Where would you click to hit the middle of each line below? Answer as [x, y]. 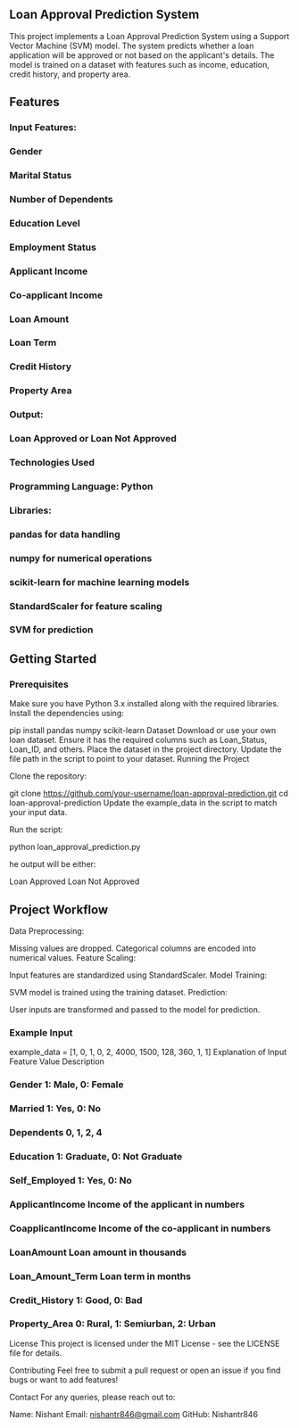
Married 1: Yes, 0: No [55, 1109]
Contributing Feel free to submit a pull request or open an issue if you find [145, 1370]
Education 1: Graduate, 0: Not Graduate [96, 1156]
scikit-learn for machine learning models [100, 582]
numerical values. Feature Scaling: [73, 957]
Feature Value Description [57, 1061]
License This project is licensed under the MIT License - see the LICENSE [145, 1343]
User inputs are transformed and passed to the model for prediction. [135, 1009]
